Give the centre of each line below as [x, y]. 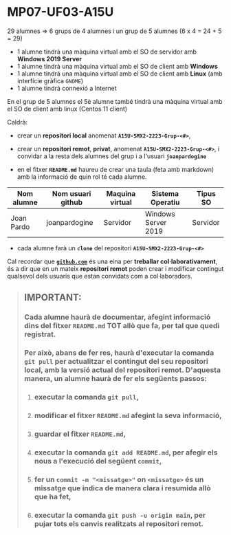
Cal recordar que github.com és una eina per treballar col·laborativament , [112, 261]
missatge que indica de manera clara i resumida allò [122, 488]
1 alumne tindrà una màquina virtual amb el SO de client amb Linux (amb [120, 74]
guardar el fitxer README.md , [80, 434]
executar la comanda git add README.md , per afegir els [126, 452]
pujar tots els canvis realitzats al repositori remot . [119, 523]
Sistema [165, 193]
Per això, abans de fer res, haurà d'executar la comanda [119, 353]
